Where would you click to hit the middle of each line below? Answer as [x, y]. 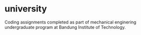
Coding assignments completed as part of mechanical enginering [70, 22]
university [26, 9]
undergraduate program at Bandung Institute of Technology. [65, 27]
